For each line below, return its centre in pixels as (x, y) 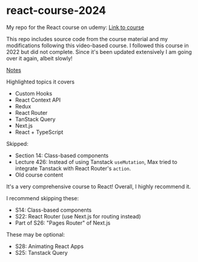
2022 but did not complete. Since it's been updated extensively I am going (99, 51)
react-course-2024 (56, 11)
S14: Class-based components (53, 210)
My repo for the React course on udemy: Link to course (75, 27)
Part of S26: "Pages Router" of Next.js (63, 223)
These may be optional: (36, 234)
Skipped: (17, 143)
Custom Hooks (34, 93)
